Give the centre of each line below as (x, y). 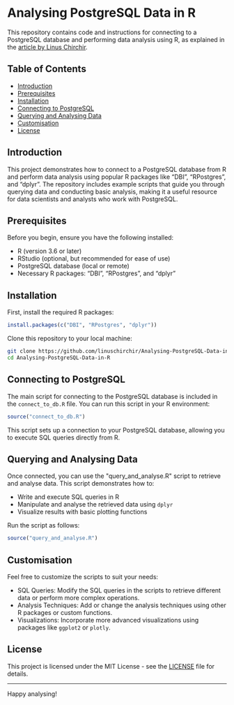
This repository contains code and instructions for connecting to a (102, 32)
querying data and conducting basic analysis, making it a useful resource (112, 191)
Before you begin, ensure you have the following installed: (91, 238)
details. (18, 674)
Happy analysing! (32, 694)
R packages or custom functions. (65, 612)
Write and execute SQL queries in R (68, 497)
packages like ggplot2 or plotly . (64, 627)
